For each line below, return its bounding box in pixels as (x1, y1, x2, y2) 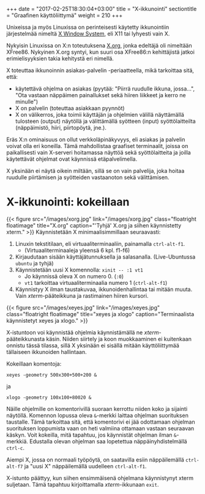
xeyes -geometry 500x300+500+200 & (6, 372, 97, 378)
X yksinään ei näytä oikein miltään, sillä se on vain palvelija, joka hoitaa (6, 168, 185, 174)
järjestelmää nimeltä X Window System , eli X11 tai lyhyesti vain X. (6, 30, 170, 37)
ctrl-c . (6, 444, 24, 451)
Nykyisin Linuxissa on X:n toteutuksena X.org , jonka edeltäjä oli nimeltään (6, 42, 192, 49)
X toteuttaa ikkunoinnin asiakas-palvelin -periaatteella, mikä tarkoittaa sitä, (6, 67, 195, 74)
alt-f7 (6, 463, 23, 470)
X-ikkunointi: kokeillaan (6, 195, 130, 209)
